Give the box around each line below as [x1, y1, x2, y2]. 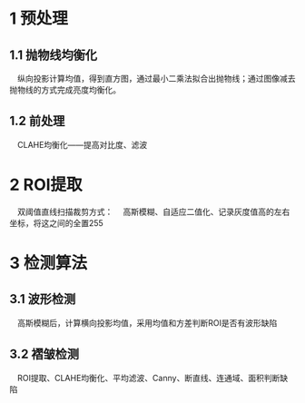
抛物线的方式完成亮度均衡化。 [9, 84, 121, 95]
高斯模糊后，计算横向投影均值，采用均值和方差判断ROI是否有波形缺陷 [17, 317, 278, 328]
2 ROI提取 [9, 174, 84, 195]
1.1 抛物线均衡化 [9, 47, 98, 63]
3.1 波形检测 [9, 291, 76, 307]
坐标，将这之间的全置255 [9, 217, 104, 228]
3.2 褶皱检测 [9, 347, 80, 362]
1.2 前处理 [9, 113, 65, 129]
